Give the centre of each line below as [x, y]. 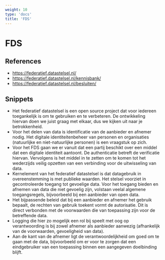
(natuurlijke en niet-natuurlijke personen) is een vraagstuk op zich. [80, 142]
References [23, 61]
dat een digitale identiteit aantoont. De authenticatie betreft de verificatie [86, 153]
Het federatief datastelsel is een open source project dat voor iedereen [84, 111]
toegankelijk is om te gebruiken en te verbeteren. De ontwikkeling [79, 116]
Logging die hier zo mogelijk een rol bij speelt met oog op [70, 221]
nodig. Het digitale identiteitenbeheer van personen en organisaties [81, 137]
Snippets [19, 99]
